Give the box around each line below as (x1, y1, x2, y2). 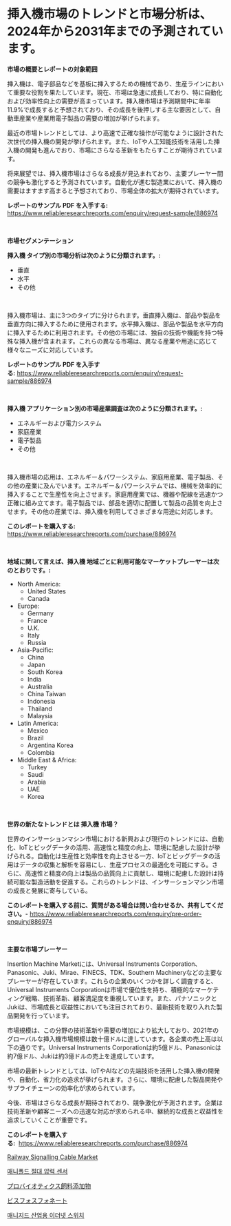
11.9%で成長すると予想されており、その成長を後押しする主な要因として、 (7, 105, 215, 114)
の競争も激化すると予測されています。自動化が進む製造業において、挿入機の (7, 177, 223, 186)
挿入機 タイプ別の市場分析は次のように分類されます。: (7, 251, 161, 259)
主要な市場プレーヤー (7, 945, 67, 953)
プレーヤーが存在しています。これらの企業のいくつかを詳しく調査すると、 (7, 977, 217, 985)
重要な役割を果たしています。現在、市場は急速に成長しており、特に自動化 (12, 88, 223, 97)
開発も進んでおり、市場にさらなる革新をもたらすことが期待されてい (25, 146, 217, 154)
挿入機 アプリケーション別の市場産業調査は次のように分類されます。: (7, 404, 203, 413)
